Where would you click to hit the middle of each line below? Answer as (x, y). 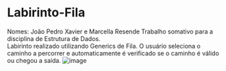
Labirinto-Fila (46, 13)
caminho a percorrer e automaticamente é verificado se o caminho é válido (113, 53)
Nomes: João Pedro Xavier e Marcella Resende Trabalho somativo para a (110, 31)
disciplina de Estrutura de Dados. (54, 38)
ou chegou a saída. (34, 60)
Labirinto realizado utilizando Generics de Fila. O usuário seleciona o (104, 46)
